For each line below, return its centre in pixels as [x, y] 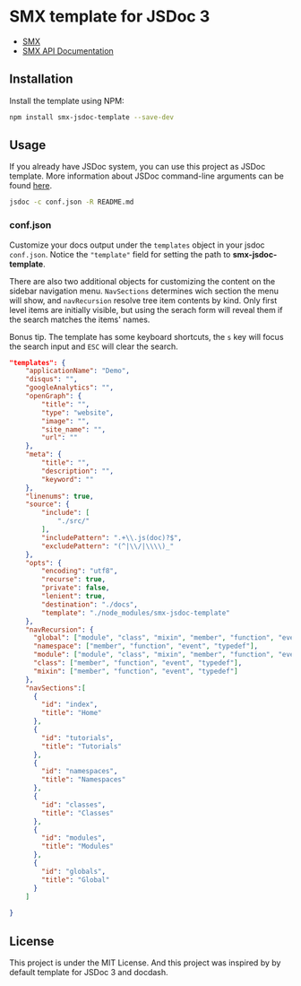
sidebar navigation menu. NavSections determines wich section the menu [144, 291]
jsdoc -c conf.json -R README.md [72, 202]
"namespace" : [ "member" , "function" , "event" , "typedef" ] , [146, 646]
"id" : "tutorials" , [78, 737]
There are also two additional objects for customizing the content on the [142, 281]
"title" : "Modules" [78, 846]
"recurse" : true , [73, 580]
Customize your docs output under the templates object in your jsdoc [138, 245]
